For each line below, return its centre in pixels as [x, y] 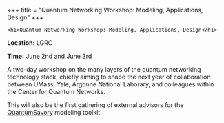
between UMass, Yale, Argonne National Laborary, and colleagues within [111, 84]
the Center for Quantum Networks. [56, 92]
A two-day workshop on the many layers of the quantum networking [104, 69]
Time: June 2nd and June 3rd [50, 56]
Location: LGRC [30, 43]
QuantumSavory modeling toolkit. [54, 112]
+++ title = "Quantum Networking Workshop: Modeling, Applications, [105, 10]
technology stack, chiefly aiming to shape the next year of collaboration [109, 77]
